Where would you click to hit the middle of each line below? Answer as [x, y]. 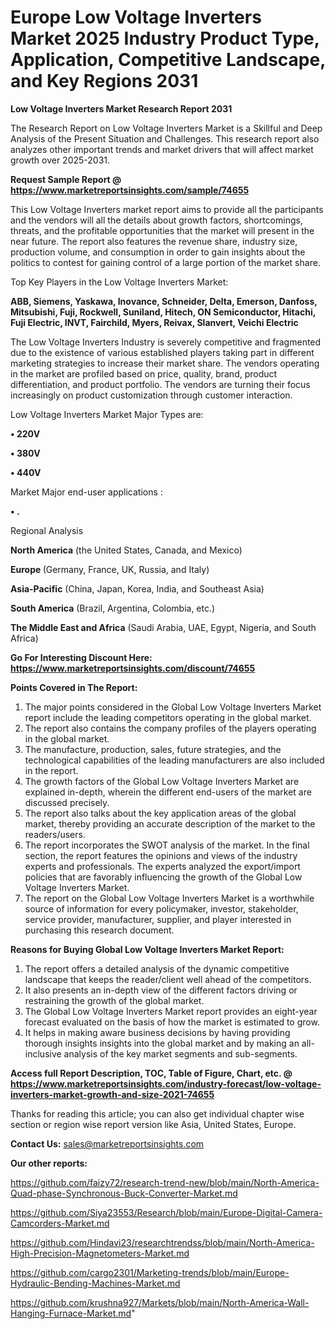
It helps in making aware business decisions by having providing [157, 1032]
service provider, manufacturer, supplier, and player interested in [158, 919]
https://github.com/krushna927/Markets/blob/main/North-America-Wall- [160, 1302]
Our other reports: [49, 1163]
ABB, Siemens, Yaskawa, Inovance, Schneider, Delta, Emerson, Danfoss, [164, 301]
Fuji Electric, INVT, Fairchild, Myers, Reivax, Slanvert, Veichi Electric [154, 322]
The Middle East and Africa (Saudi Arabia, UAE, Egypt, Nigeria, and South [163, 627]
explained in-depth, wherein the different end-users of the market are [168, 792]
